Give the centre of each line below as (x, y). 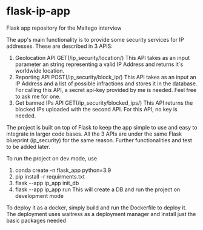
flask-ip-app (38, 11)
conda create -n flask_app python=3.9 (63, 170)
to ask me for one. (38, 96)
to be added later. (28, 146)
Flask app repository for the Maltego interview (64, 28)
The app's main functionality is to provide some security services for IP (95, 39)
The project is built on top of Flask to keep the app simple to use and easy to (102, 127)
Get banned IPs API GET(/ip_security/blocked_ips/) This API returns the (104, 103)
